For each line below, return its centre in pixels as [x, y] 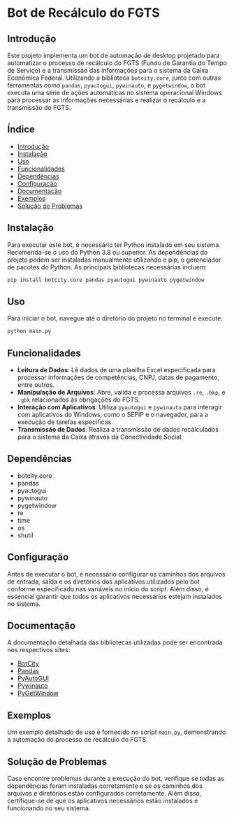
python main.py [29, 331]
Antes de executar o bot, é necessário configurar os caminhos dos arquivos [116, 574]
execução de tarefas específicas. [65, 422]
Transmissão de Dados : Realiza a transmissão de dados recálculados [118, 429]
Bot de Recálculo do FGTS [84, 13]
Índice [21, 130]
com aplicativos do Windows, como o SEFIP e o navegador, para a [112, 415]
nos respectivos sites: [39, 650]
